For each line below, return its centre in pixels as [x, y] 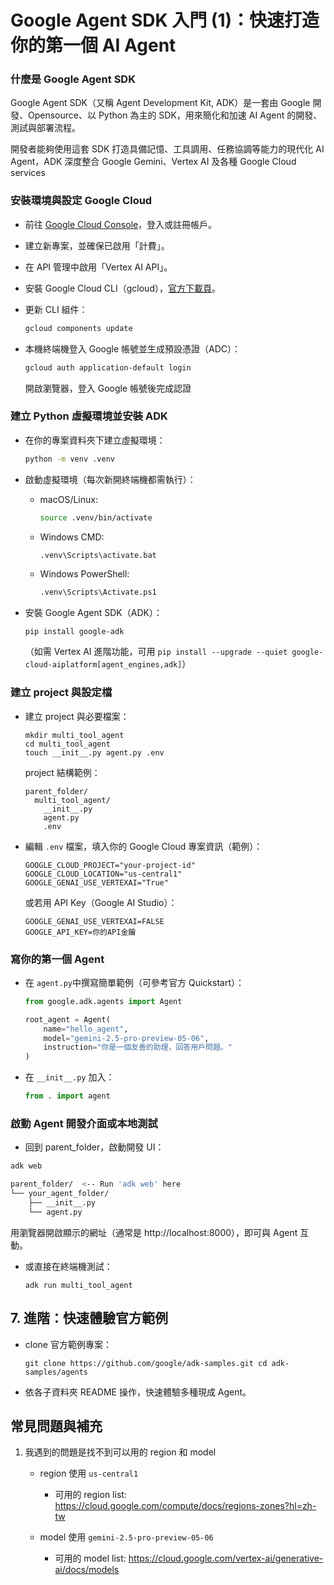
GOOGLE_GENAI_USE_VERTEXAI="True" [96, 882]
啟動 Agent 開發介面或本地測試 [84, 1123]
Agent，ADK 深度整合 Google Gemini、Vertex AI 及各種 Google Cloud [153, 162]
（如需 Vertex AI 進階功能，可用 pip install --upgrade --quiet [156, 652]
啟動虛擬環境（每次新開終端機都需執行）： [110, 479]
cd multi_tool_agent [67, 744]
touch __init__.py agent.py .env [94, 752]
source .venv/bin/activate [96, 517]
